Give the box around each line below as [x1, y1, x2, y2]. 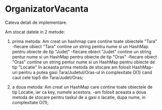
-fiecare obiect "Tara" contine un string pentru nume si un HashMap [12, 43, 149, 49]
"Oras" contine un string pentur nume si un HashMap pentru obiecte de [12, 59, 155, 65]
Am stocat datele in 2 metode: [5, 29, 65, 35]
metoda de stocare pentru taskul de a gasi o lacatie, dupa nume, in [12, 94, 146, 100]
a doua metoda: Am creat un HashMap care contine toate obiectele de [12, 84, 153, 90]
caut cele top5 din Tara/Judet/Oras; [12, 74, 83, 80]
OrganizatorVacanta [5, 3, 89, 15]
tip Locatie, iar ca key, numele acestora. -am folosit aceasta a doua [12, 89, 146, 95]
